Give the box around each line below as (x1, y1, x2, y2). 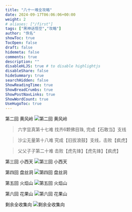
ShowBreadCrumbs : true (5, 87, 53, 92)
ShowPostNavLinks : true (5, 92, 56, 97)
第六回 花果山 (5, 191, 33, 197)
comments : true (5, 54, 37, 60)
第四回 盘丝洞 (5, 170, 33, 176)
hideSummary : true (5, 73, 44, 78)
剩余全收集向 (5, 201, 32, 207)
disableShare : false (5, 69, 49, 74)
